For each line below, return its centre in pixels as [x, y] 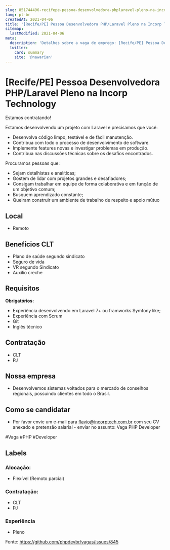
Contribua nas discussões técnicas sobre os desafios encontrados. [83, 154]
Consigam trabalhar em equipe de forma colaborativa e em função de [85, 184]
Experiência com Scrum [37, 316]
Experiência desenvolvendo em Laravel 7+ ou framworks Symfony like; [87, 310]
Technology [31, 104]
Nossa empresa [30, 376]
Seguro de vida [28, 262]
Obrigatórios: [20, 301]
